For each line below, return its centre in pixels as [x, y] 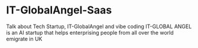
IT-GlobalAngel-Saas [59, 10]
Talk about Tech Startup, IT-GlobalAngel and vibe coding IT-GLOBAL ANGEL [99, 26]
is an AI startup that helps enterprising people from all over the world [90, 32]
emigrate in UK [24, 39]
